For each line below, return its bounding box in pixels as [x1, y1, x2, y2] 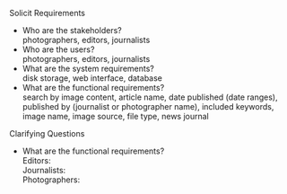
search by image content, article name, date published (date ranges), [22, 92, 278, 102]
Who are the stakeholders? [22, 25, 123, 35]
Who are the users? [22, 44, 95, 55]
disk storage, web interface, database [22, 73, 163, 84]
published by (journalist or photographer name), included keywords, [22, 101, 274, 111]
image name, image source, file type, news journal [22, 111, 209, 121]
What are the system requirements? [22, 63, 154, 74]
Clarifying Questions [9, 128, 85, 138]
